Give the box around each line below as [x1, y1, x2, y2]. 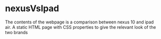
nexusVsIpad [5, 3, 60, 14]
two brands [5, 29, 28, 35]
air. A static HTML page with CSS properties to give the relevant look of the [5, 24, 156, 30]
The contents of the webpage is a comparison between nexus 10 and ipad [5, 19, 154, 25]
